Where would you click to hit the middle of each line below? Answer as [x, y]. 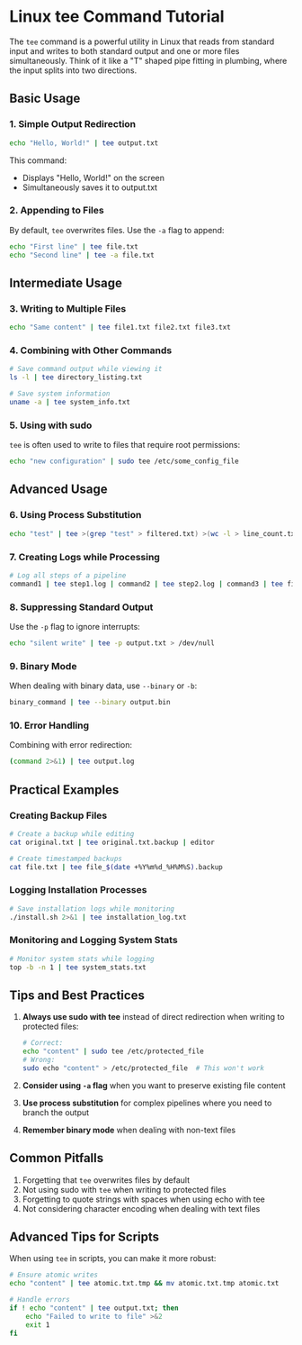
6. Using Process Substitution [75, 515]
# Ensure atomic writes [54, 1275]
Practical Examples [64, 790]
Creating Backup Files [58, 815]
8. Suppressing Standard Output [81, 607]
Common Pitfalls [57, 1158]
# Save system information [60, 394]
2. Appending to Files [57, 211]
